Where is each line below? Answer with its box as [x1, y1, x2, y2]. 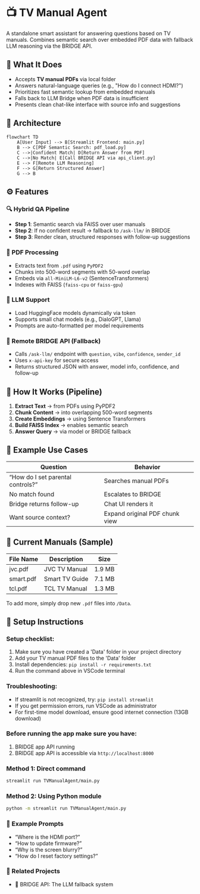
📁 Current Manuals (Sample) [6, 537, 114, 547]
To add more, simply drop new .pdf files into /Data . [6, 599, 132, 607]
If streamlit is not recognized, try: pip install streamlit [14, 695, 154, 703]
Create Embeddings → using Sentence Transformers [14, 415, 146, 422]
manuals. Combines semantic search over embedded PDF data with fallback [6, 36, 193, 43]
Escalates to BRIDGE [104, 490, 162, 498]
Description [49, 555, 83, 563]
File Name [9, 555, 39, 563]
